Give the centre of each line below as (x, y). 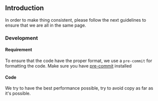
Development (22, 38)
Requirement (19, 50)
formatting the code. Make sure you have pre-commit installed (68, 66)
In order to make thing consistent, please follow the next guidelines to (76, 20)
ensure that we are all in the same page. (46, 25)
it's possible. (18, 94)
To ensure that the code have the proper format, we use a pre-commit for (79, 61)
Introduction (25, 8)
